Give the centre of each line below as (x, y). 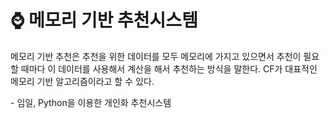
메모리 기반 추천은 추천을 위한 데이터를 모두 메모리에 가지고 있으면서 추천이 (156, 56)
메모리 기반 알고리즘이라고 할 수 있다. (82, 81)
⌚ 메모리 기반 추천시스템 (104, 20)
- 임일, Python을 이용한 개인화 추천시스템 (91, 102)
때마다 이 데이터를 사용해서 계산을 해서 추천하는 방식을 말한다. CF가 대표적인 (169, 68)
